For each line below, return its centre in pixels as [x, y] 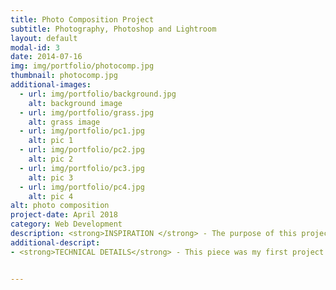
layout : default [44, 38]
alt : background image [75, 103]
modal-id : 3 [35, 47]
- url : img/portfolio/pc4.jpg [82, 187]
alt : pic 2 [51, 159]
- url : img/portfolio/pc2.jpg [82, 150]
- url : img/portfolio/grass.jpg [87, 112]
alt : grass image [64, 122]
